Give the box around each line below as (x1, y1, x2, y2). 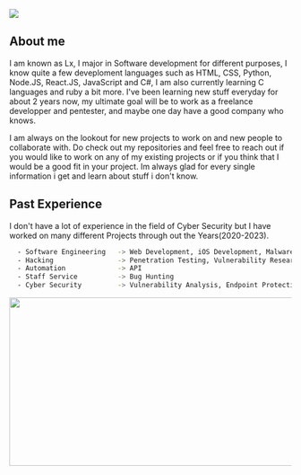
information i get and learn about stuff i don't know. (9, 171, 199, 181)
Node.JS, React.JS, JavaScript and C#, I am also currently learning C (9, 76, 264, 87)
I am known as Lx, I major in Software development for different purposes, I (9, 57, 288, 68)
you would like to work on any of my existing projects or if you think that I (9, 151, 279, 162)
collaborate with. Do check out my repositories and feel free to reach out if (9, 142, 285, 153)
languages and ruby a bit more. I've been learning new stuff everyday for (9, 86, 279, 97)
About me (9, 34, 65, 49)
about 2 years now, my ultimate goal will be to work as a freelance (9, 95, 254, 107)
